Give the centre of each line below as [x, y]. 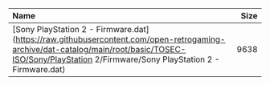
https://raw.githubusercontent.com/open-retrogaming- [121, 39]
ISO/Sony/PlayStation [53, 59]
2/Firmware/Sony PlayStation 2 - [157, 59]
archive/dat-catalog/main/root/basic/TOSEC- [99, 49]
